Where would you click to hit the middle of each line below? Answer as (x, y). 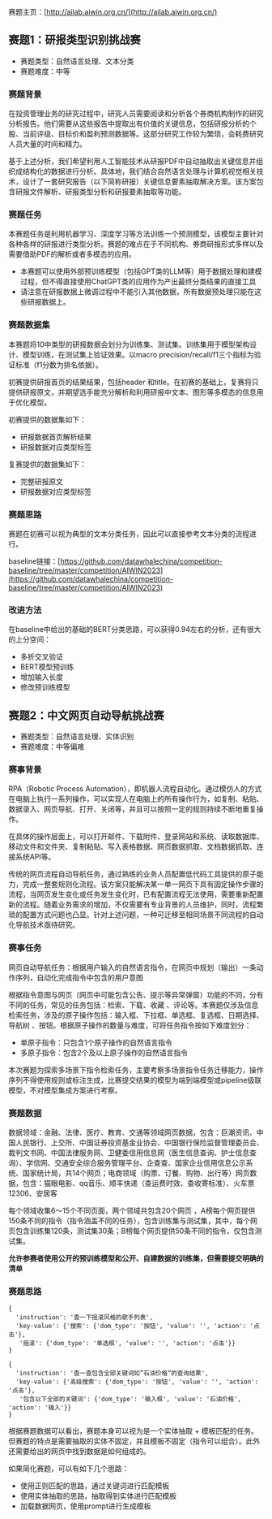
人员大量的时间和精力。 (47, 144)
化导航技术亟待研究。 (44, 925)
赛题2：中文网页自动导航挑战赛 (86, 715)
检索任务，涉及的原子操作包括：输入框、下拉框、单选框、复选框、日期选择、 (136, 1015)
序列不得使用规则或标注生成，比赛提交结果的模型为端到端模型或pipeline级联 (135, 1080)
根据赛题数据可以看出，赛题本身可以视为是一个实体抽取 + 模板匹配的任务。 (134, 1431)
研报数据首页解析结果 (55, 436)
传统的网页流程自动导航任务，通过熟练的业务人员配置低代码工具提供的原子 (132, 874)
